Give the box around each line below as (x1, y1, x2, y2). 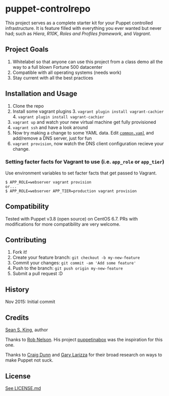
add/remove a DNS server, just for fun (12, 135, 92, 141)
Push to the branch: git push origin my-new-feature (12, 265, 123, 271)
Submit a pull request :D (12, 271, 63, 277)
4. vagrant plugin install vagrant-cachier (12, 113, 105, 119)
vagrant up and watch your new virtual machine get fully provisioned (12, 119, 156, 125)
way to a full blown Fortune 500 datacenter (12, 64, 103, 70)
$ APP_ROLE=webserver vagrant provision (5, 180, 92, 185)
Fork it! (12, 249, 28, 255)
